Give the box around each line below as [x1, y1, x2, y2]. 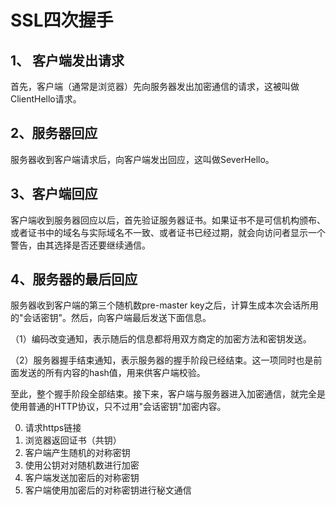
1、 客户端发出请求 [10, 52, 125, 69]
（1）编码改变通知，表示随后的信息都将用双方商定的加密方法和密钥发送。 [10, 333, 312, 345]
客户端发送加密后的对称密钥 [24, 472, 140, 484]
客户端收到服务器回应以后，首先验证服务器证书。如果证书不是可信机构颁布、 [10, 214, 326, 226]
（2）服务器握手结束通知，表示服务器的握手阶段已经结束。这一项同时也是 [10, 354, 314, 366]
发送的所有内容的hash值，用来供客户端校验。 [18, 367, 206, 379]
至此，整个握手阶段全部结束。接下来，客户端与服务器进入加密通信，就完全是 [10, 388, 326, 400]
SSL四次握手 [10, 9, 114, 32]
